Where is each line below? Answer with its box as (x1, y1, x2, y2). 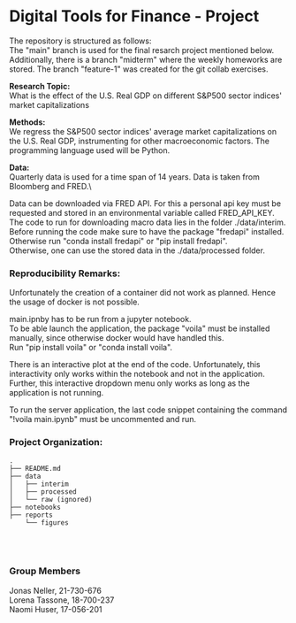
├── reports (9, 511, 53, 519)
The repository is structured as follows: (9, 35, 152, 46)
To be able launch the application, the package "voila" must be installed (9, 323, 270, 334)
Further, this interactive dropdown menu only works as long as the (9, 378, 250, 388)
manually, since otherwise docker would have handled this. (9, 333, 224, 343)
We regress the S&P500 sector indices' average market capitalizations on (9, 126, 277, 136)
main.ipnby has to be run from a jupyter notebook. (9, 314, 192, 325)
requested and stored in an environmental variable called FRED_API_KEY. (9, 207, 276, 218)
